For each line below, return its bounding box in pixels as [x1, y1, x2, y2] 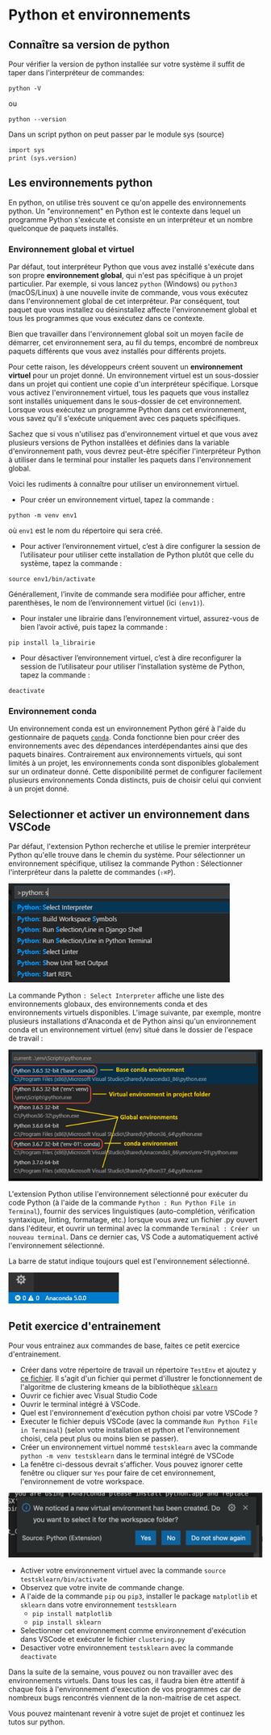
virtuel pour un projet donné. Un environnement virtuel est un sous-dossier [8, 370, 260, 381]
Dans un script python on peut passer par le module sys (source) [8, 129, 225, 139]
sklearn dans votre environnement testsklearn [19, 1600, 177, 1610]
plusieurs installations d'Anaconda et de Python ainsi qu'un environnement [8, 1016, 256, 1026]
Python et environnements [8, 6, 191, 24]
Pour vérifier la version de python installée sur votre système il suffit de [8, 59, 245, 69]
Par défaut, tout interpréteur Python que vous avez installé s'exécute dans [8, 262, 255, 272]
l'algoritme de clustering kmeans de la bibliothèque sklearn [19, 1383, 218, 1392]
